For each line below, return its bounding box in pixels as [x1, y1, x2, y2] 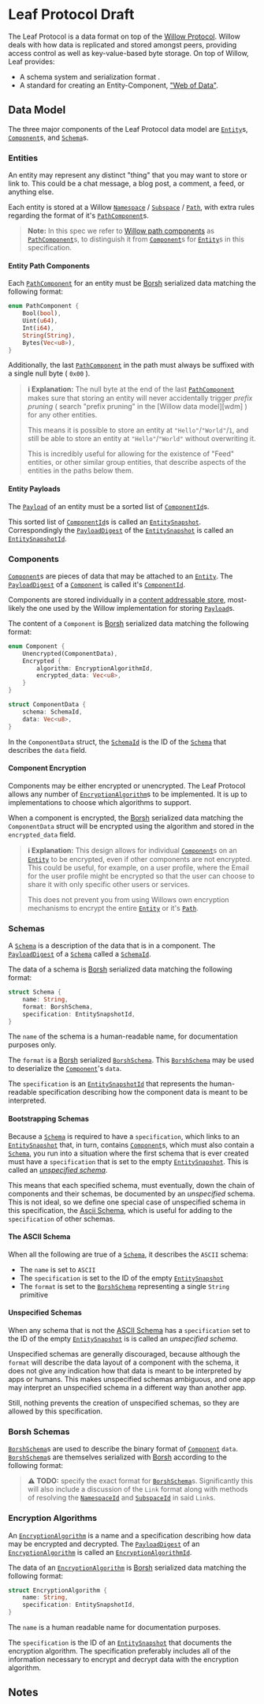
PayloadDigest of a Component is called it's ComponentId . [8, 579, 186, 589]
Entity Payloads [8, 484, 61, 493]
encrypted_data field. [8, 830, 76, 839]
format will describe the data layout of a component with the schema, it [8, 1358, 240, 1367]
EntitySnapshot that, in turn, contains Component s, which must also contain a [8, 1140, 255, 1149]
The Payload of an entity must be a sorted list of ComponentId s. [8, 501, 210, 511]
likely [8, 603, 25, 612]
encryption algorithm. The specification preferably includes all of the [8, 1646, 231, 1656]
